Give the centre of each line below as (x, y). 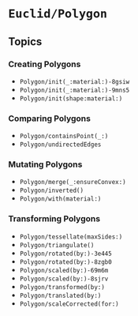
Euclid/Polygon (58, 14)
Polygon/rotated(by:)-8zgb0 (65, 262)
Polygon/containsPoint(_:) (64, 137)
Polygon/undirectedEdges (60, 145)
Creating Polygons (45, 64)
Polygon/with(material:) (60, 199)
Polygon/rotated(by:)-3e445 (65, 254)
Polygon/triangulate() (57, 245)
